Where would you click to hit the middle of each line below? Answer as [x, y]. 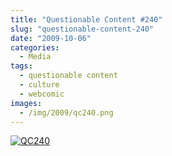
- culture [39, 85]
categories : [35, 47]
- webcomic [42, 94]
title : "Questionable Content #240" [86, 19]
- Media [35, 57]
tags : [21, 66]
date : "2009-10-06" [51, 38]
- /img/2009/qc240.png [66, 112]
